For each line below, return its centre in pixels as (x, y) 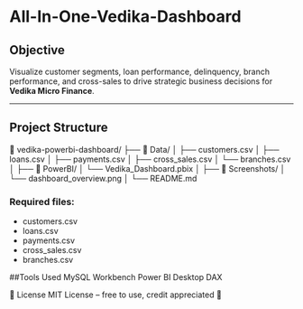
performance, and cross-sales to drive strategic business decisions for (141, 81)
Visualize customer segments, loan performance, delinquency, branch (140, 71)
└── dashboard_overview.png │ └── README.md (103, 178)
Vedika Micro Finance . (52, 91)
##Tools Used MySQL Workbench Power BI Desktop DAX (116, 277)
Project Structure (59, 128)
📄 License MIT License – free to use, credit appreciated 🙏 (116, 295)
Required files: (42, 201)
